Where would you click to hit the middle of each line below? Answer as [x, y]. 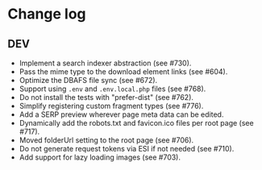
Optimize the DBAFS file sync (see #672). [88, 80]
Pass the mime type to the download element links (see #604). [123, 72]
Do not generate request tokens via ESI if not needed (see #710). [127, 149]
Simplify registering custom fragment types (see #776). [111, 106]
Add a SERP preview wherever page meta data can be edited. [121, 114]
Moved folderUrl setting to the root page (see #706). [106, 140]
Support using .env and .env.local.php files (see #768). [112, 89]
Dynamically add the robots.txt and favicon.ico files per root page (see [137, 123]
